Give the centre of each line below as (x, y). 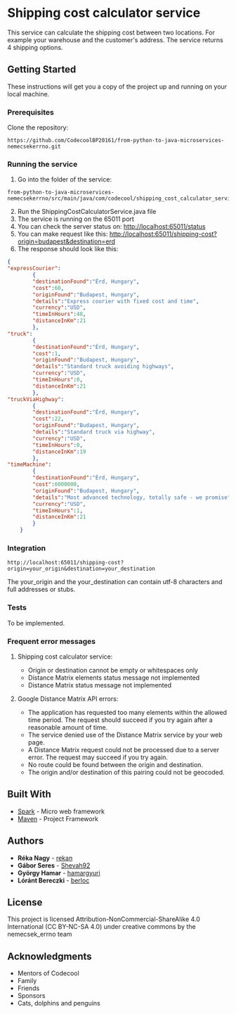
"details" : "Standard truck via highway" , (94, 432)
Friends (28, 988)
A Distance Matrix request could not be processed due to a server (124, 749)
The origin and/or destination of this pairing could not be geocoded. (126, 772)
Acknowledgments (50, 956)
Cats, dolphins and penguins (59, 1003)
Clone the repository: (38, 127)
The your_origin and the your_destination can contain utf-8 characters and (115, 582)
